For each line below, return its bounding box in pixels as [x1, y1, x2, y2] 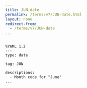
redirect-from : [5, 21, 37, 26]
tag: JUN [5, 61, 24, 66]
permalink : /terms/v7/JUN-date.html [5, 12, 82, 17]
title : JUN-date [5, 7, 39, 12]
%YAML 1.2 [5, 44, 26, 49]
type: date [5, 53, 28, 58]
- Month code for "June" [10, 74, 62, 80]
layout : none [5, 16, 33, 21]
